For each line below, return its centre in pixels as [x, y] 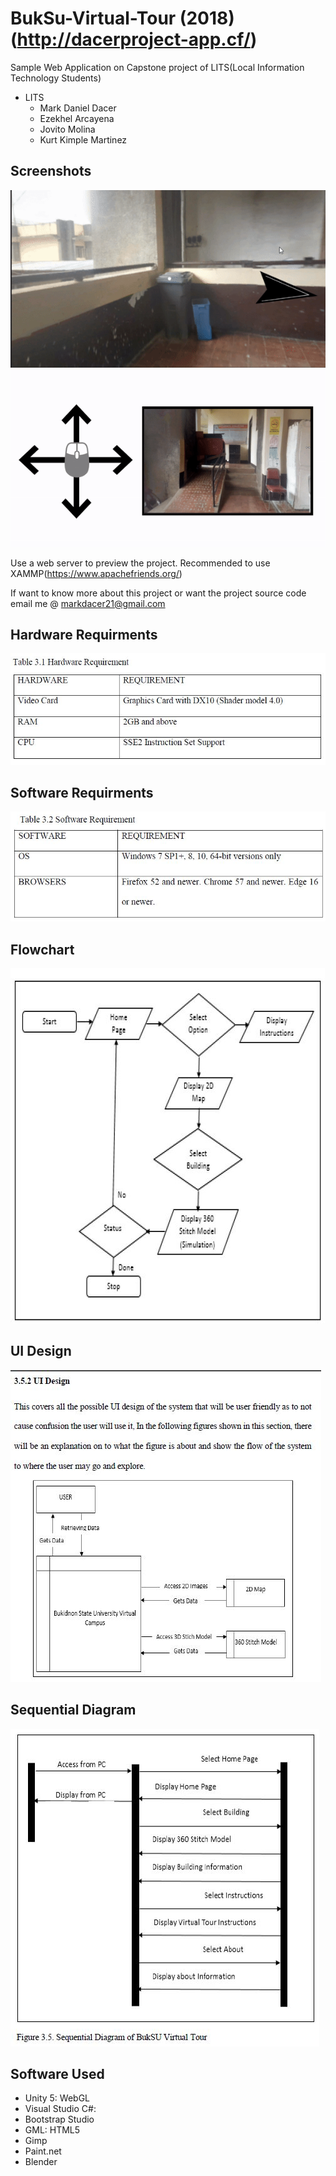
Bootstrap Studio [59, 2119]
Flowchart [42, 949]
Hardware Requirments [84, 634]
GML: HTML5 [52, 2130]
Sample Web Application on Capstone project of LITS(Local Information [157, 67]
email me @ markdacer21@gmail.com [88, 603]
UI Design [41, 1351]
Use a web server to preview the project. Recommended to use [140, 563]
